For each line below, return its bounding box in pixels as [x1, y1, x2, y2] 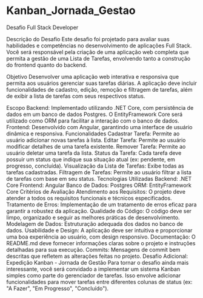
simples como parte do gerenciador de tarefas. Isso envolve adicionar [6, 271, 181, 279]
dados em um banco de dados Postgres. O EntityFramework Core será [6, 110, 183, 118]
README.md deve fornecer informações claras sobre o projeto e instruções [6, 239, 196, 246]
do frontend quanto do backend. [6, 61, 87, 69]
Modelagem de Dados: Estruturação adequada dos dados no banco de [6, 220, 184, 228]
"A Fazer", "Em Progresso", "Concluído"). [6, 285, 109, 292]
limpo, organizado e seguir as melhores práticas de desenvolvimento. [6, 214, 180, 221]
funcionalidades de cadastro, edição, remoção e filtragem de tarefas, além [6, 86, 193, 93]
